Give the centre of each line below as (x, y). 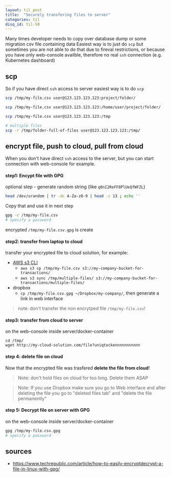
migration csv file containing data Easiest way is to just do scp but (74, 44)
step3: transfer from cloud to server (44, 320)
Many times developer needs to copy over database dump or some (76, 39)
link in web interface (42, 299)
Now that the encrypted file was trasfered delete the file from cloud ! (78, 368)
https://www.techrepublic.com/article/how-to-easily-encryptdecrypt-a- (88, 464)
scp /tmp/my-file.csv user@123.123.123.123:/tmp (58, 116)
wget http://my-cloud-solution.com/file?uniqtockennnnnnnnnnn (73, 345)
